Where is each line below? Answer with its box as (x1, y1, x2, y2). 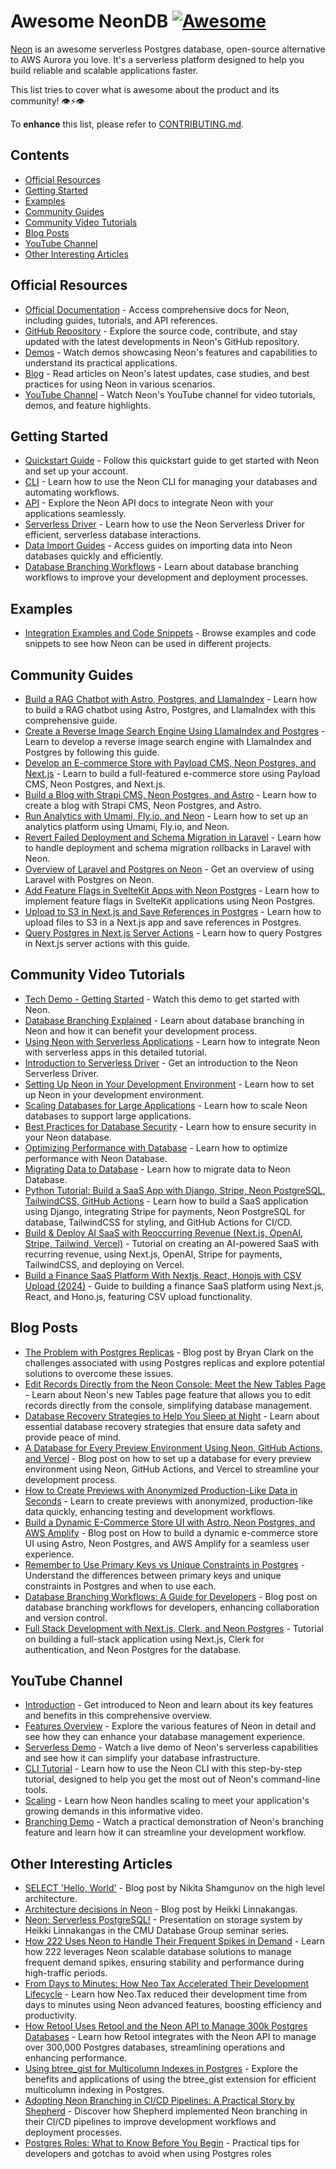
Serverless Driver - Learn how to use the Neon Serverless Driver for (24, 518, 306, 530)
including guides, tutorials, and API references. (24, 314, 218, 326)
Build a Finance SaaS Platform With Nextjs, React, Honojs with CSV (24, 1269, 302, 1281)
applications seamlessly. (24, 508, 127, 520)
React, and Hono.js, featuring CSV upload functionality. (24, 1290, 253, 1302)
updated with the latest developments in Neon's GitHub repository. (24, 335, 300, 347)
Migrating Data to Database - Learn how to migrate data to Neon (24, 1163, 291, 1175)
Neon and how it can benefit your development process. (24, 1025, 258, 1037)
